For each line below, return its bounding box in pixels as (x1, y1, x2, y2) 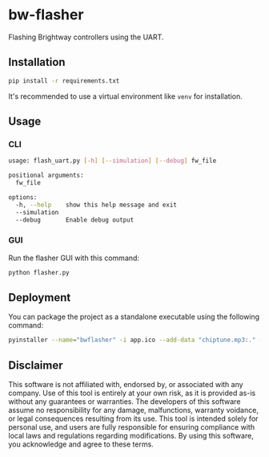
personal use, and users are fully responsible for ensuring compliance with (8, 422, 255, 432)
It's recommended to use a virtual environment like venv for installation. (8, 91, 243, 101)
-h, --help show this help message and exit (15, 201, 178, 209)
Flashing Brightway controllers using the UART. (8, 32, 164, 42)
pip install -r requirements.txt (8, 76, 120, 85)
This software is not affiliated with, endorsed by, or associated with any (8, 380, 243, 390)
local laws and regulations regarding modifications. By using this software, (8, 431, 254, 441)
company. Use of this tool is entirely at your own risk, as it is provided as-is (8, 388, 256, 398)
